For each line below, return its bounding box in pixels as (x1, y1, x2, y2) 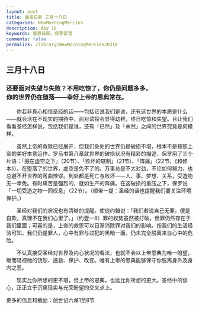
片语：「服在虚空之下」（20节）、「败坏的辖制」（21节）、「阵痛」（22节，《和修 (6, 157, 188, 165)
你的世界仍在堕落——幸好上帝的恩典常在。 (6, 93, 128, 101)
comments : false (6, 36, 46, 42)
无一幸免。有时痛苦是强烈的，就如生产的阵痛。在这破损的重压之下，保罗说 (6, 179, 188, 186)
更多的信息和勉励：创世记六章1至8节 (6, 297, 95, 304)
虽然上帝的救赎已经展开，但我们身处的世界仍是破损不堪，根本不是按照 (17, 143, 188, 150)
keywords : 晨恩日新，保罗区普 (6, 31, 73, 37)
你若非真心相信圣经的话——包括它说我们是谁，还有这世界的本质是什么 (17, 108, 188, 115)
